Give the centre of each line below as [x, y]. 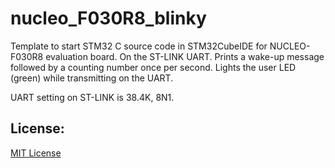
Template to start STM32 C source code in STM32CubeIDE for [139, 46]
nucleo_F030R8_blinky [108, 18]
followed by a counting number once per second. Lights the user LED [153, 67]
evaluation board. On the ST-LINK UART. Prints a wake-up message [185, 56]
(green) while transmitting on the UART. [92, 78]
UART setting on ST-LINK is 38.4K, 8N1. [92, 97]
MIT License [36, 153]
